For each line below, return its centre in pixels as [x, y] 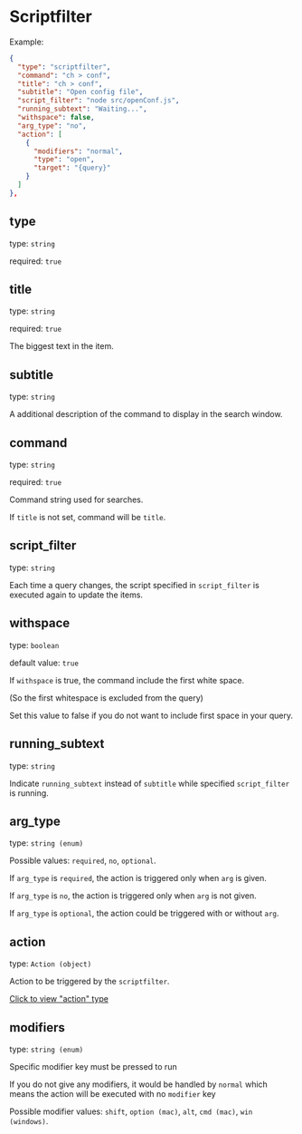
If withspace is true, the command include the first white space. [127, 680]
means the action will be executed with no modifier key [113, 1093]
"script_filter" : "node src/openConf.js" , [99, 101]
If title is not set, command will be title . [88, 518]
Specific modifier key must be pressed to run [94, 1066]
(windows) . [29, 1120]
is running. [29, 793]
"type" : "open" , [64, 160]
